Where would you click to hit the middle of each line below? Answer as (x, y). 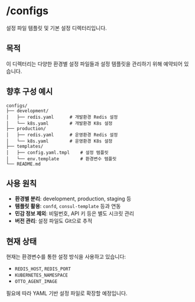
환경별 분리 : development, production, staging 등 (73, 199)
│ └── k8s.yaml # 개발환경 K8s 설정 (59, 123)
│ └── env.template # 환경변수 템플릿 (61, 159)
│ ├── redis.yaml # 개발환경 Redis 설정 (62, 117)
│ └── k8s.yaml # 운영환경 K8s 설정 (59, 141)
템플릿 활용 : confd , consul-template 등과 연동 (68, 206)
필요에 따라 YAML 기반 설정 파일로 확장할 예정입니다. (67, 293)
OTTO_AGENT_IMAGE (36, 282)
